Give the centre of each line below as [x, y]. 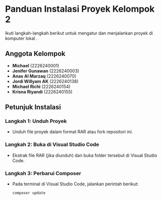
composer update [29, 193]
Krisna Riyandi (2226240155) [42, 91]
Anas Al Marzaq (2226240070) [44, 76]
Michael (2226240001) [36, 65]
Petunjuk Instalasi [33, 107]
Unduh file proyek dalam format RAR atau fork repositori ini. [72, 132]
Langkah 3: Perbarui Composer [43, 173]
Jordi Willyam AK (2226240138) [45, 81]
